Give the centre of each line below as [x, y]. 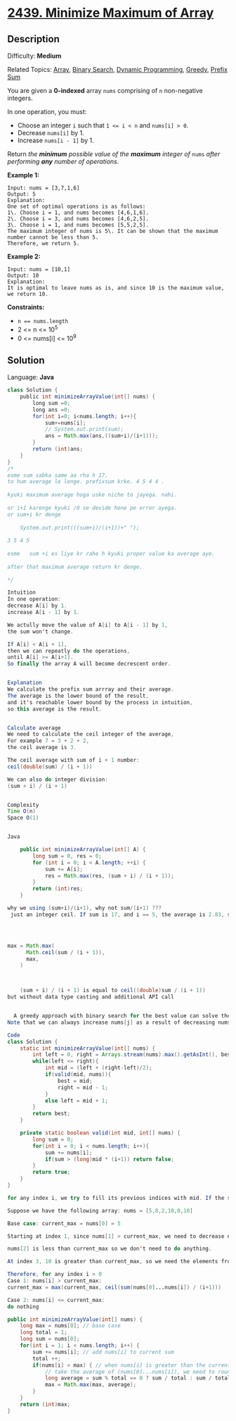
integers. [20, 98]
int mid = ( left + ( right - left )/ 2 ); [98, 1068]
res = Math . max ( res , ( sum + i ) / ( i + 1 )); [109, 876]
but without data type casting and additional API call [91, 997]
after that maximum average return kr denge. [75, 567]
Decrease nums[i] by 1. [51, 133]
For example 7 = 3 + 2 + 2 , [48, 741]
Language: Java [31, 377]
